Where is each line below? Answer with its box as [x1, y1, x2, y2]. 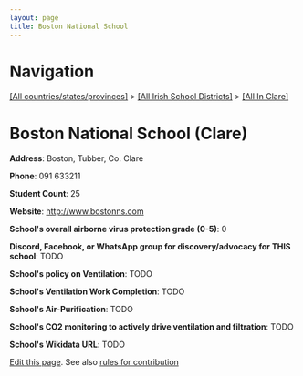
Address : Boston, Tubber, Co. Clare [9, 153, 144, 164]
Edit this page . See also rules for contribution [9, 357, 180, 368]
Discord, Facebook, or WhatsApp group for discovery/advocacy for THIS [9, 241, 291, 252]
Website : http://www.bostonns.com [9, 206, 144, 217]
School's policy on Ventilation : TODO [9, 269, 153, 279]
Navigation [9, 61, 94, 82]
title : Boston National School [9, 22, 129, 31]
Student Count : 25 [9, 188, 80, 199]
